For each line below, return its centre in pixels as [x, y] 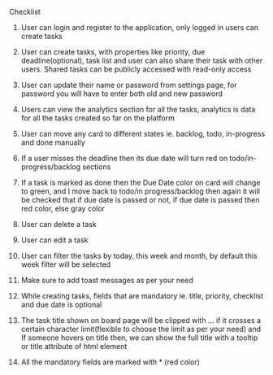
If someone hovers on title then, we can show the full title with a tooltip [139, 338]
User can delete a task [58, 224]
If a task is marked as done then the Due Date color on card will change [141, 183]
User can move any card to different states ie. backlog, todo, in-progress [143, 134]
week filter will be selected [66, 264]
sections [96, 167]
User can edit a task [54, 240]
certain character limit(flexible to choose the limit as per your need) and [141, 329]
